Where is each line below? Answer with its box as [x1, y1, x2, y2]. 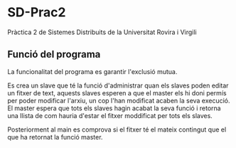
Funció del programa [7, 48, 101, 60]
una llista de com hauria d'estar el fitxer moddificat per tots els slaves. [7, 111, 213, 120]
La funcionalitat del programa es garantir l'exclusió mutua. [7, 67, 178, 75]
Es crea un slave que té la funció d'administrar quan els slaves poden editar [7, 81, 229, 90]
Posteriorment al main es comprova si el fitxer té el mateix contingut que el [7, 125, 227, 134]
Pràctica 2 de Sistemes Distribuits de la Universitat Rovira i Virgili [7, 28, 197, 36]
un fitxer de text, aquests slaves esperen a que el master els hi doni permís [7, 88, 227, 97]
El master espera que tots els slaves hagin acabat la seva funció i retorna [7, 104, 222, 112]
